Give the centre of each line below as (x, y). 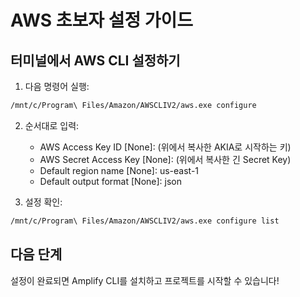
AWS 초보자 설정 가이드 (102, 20)
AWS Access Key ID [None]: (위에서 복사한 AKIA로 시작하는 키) (165, 147)
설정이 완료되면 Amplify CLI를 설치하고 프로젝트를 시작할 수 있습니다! (145, 280)
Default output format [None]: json (110, 181)
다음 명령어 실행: (57, 86)
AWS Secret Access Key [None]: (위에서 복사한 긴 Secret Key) (165, 159)
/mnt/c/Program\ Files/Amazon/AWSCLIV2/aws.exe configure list (145, 221)
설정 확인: (43, 202)
